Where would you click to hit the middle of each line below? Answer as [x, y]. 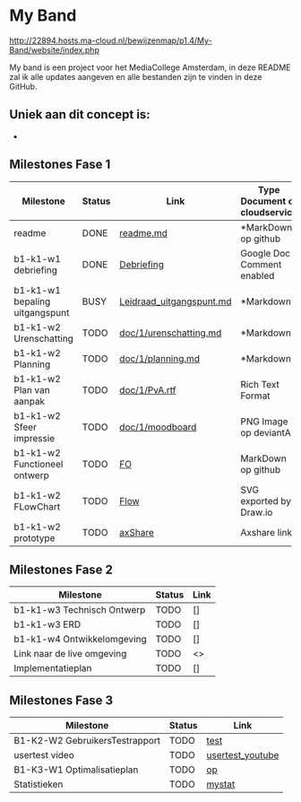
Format [255, 396]
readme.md [144, 232]
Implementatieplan [53, 668]
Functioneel [39, 464]
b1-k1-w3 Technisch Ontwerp [80, 610]
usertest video [44, 755]
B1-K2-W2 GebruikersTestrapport [87, 741]
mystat [221, 784]
